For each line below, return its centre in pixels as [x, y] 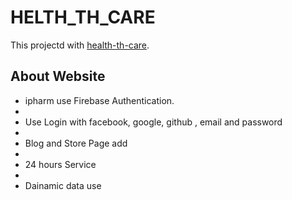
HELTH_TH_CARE [83, 17]
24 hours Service [60, 164]
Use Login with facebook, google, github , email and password [153, 122]
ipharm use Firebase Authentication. [99, 100]
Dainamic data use [63, 185]
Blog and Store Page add [76, 143]
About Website [58, 76]
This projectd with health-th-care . [80, 45]
